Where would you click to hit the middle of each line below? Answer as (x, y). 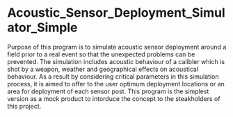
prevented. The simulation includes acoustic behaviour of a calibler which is (116, 61)
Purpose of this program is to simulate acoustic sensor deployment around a (117, 47)
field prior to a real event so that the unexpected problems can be (101, 54)
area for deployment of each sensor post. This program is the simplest (108, 91)
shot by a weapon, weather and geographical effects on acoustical (103, 69)
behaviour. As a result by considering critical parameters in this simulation (113, 76)
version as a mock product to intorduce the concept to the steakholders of (114, 98)
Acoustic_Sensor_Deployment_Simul (116, 13)
